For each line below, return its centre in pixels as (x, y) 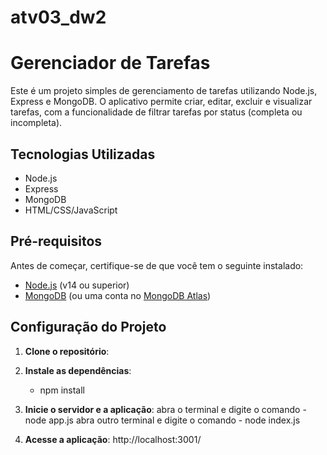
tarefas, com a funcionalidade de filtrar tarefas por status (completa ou (156, 112)
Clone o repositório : (67, 351)
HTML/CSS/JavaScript (71, 210)
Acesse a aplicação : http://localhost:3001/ (113, 439)
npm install (62, 390)
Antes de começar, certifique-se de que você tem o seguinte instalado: (157, 265)
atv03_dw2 (58, 17)
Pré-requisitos (56, 241)
